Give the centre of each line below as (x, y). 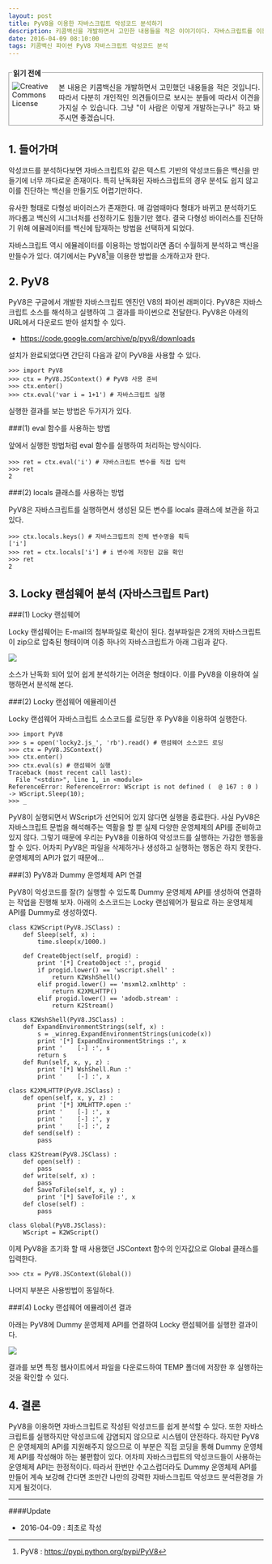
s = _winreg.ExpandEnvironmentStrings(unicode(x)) (125, 1034)
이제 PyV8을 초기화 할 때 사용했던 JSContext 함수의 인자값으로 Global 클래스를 (134, 1249)
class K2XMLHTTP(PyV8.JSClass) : (65, 1091)
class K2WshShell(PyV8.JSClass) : (67, 1020)
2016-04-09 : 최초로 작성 (61, 1528)
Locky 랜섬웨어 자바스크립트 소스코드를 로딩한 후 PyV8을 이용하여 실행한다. (128, 719)
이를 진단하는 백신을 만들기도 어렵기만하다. (76, 190)
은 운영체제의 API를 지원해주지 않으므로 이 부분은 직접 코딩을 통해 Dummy (125, 1446)
